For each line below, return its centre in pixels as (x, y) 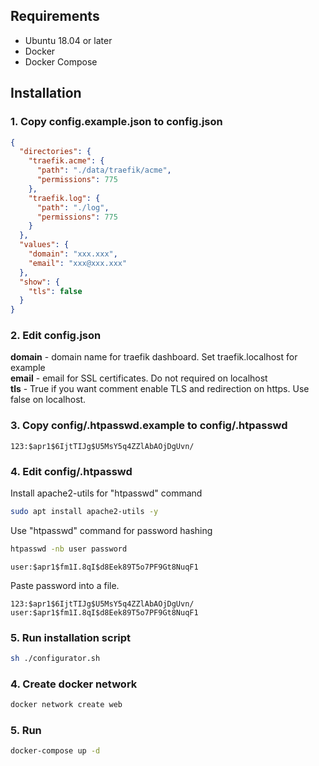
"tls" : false (55, 291)
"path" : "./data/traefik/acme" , (104, 170)
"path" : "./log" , (73, 207)
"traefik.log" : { (64, 198)
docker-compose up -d (55, 751)
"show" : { (39, 282)
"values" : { (44, 245)
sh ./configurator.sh (55, 659)
